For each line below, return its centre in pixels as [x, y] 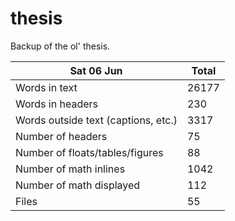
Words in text [46, 87]
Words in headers [56, 104]
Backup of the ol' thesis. [60, 46]
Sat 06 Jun [96, 70]
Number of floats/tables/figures [89, 152]
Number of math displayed [78, 185]
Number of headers [61, 136]
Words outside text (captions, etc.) [96, 120]
